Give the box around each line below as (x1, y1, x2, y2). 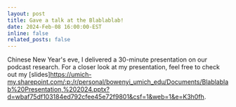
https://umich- (50, 71, 92, 79)
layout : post (7, 10, 46, 17)
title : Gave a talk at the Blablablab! (7, 17, 124, 24)
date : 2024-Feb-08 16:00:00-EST (7, 23, 102, 30)
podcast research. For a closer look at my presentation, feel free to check (7, 63, 220, 71)
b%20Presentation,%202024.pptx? (7, 85, 110, 94)
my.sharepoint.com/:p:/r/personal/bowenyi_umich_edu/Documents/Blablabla (7, 78, 229, 86)
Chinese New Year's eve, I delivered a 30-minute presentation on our (7, 55, 208, 64)
